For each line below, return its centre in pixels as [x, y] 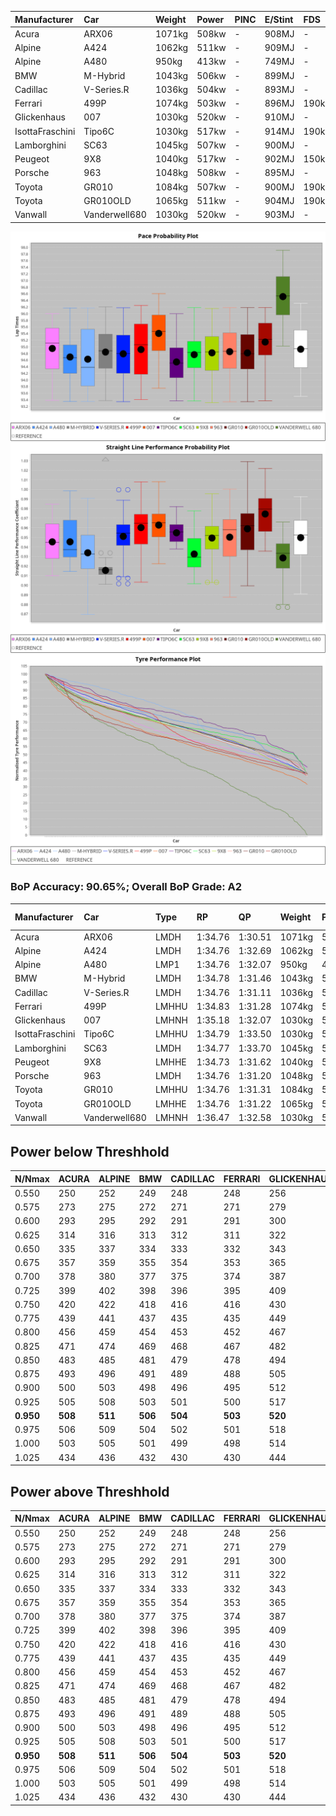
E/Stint [279, 19]
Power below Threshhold [90, 1151]
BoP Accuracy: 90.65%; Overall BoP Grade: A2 [126, 887]
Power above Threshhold [90, 1491]
